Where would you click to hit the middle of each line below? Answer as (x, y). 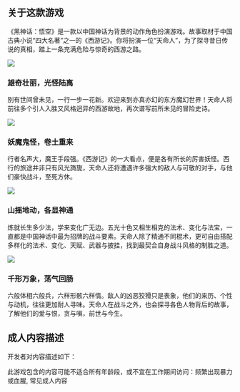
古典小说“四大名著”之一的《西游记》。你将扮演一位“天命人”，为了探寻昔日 (115, 40)
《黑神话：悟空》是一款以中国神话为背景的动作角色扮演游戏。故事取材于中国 (120, 31)
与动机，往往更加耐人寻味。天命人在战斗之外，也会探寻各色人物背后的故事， (120, 304)
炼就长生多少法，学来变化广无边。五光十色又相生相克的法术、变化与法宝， (117, 227)
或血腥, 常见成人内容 (37, 381)
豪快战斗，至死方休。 (45, 177)
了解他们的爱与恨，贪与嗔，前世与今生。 (67, 313)
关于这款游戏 (36, 13)
